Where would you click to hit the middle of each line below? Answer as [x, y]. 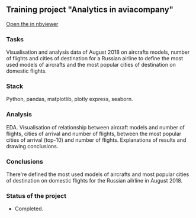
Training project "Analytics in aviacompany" [90, 10]
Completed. [29, 209]
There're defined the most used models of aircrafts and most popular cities [98, 174]
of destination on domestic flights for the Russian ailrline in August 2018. [94, 180]
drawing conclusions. [32, 146]
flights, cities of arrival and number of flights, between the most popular [94, 134]
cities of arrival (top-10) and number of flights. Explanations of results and [96, 140]
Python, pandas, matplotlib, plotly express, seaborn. [70, 99]
